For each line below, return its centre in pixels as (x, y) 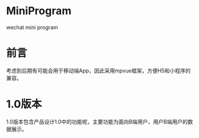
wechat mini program (32, 27)
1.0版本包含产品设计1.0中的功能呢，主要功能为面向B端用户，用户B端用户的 (97, 121)
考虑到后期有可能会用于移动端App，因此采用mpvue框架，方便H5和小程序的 (99, 70)
